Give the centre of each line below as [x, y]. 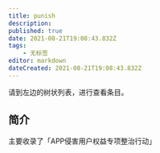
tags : [17, 46]
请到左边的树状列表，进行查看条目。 [68, 92]
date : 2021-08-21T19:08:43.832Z [62, 38]
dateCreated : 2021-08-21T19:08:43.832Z [75, 68]
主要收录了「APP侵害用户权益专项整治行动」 [82, 141]
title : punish [32, 16]
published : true [35, 31]
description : [30, 23]
